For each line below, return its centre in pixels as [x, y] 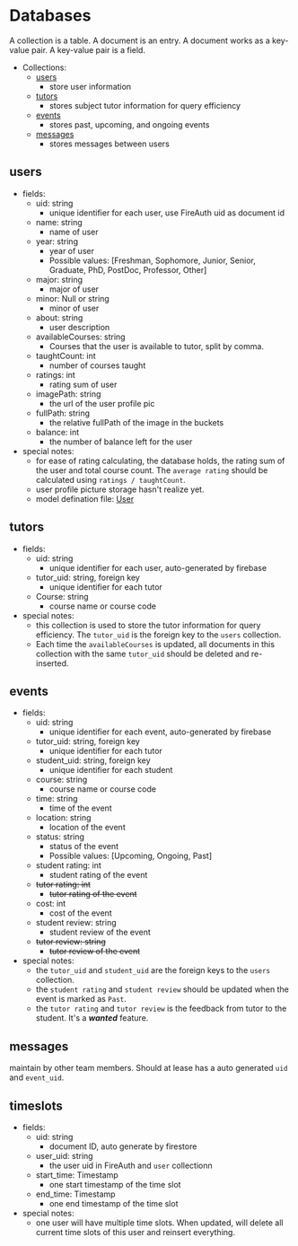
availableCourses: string [80, 337]
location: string [63, 818]
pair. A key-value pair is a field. [88, 49]
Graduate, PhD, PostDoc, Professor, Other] [128, 269]
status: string [60, 837]
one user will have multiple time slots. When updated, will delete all [159, 1223]
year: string [57, 241]
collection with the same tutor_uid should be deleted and [142, 654]
